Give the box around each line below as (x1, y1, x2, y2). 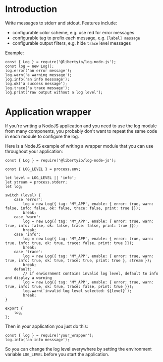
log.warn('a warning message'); (5, 72, 72, 78)
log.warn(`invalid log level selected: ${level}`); (23, 288, 132, 293)
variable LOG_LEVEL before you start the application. (5, 351, 109, 357)
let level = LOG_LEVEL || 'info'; (5, 175, 77, 180)
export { (5, 306, 23, 311)
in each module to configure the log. (5, 133, 79, 139)
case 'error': (14, 197, 43, 202)
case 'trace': (14, 249, 43, 254)
